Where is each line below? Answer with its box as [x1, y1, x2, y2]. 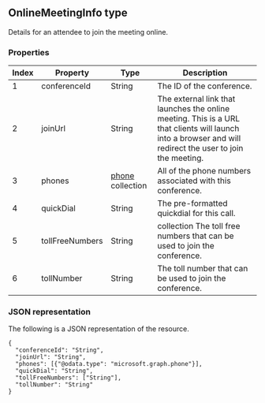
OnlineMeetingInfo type [8, 6, 128, 20]
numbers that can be [157, 230, 234, 241]
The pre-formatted [157, 198, 228, 209]
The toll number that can [157, 263, 248, 274]
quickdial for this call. [157, 208, 236, 219]
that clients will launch [157, 123, 240, 134]
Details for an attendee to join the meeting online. [8, 27, 168, 36]
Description [182, 67, 228, 78]
